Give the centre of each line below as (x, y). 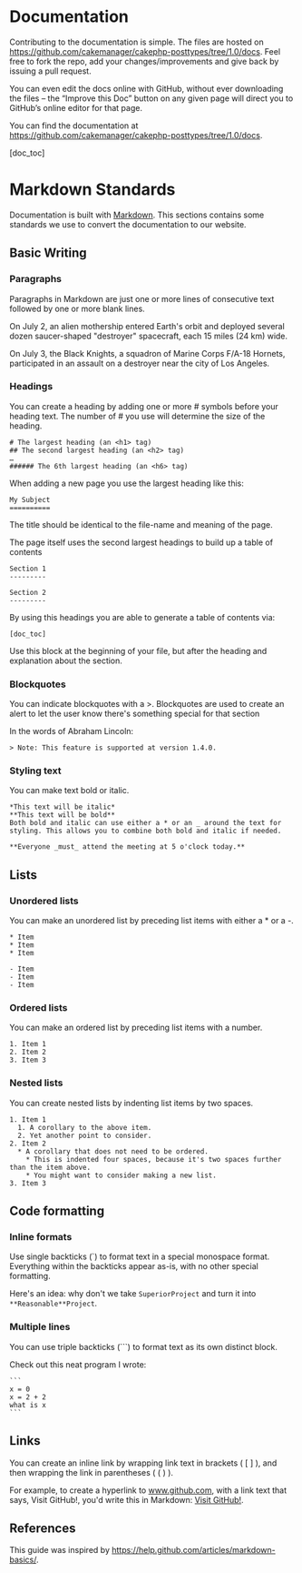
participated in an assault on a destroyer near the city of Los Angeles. (140, 363)
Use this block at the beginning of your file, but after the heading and (138, 650)
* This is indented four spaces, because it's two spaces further (154, 1159)
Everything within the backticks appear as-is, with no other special (134, 1266)
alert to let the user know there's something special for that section (135, 714)
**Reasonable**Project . (54, 1304)
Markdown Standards (93, 190)
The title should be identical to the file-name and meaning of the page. (141, 524)
